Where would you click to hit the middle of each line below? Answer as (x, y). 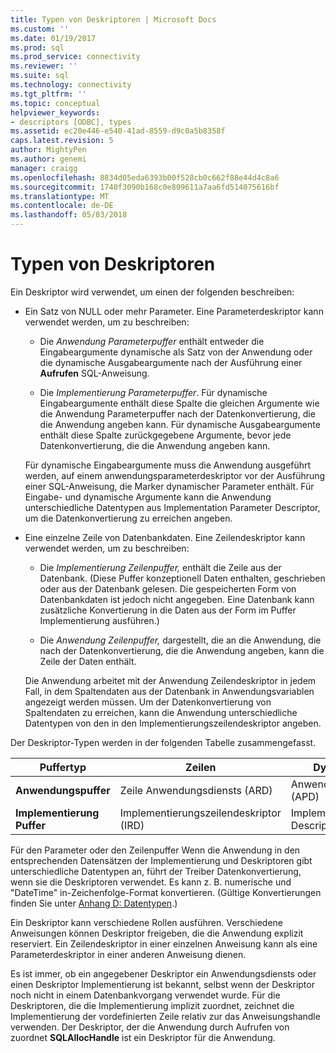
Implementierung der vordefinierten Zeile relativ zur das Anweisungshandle (165, 1016)
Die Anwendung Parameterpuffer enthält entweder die (152, 341)
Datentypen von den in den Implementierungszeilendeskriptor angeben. (173, 723)
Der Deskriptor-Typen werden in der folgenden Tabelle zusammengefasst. (163, 742)
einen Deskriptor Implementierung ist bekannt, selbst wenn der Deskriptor (162, 984)
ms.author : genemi (48, 159)
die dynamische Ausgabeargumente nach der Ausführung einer (171, 362)
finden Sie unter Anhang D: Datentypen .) (94, 903)
